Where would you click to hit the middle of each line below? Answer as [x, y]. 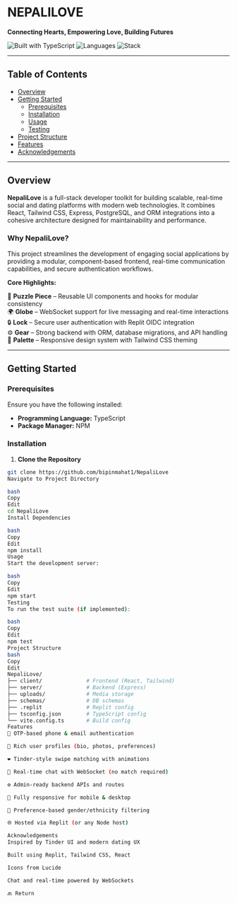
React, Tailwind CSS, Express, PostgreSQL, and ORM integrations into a [111, 212]
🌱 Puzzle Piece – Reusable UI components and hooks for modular [103, 296]
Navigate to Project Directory [53, 479]
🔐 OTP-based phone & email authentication [71, 734]
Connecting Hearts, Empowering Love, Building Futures [91, 32]
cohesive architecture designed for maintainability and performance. [107, 220]
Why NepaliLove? [38, 238]
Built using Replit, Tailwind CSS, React [69, 855]
